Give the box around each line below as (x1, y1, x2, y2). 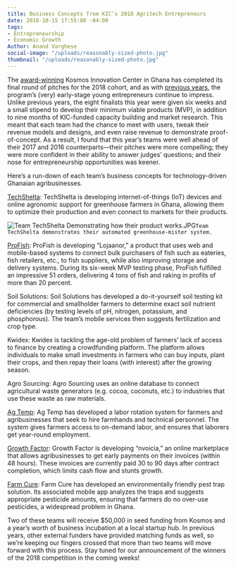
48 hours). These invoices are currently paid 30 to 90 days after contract (7, 458, 220, 467)
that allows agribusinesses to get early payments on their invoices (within (7, 451, 221, 460)
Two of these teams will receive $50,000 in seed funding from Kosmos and (7, 515, 225, 525)
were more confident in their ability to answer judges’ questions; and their (7, 150, 222, 158)
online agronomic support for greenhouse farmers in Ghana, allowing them (7, 200, 224, 208)
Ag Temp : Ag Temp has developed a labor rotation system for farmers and (7, 408, 223, 416)
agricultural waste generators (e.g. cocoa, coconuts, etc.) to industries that (7, 387, 225, 395)
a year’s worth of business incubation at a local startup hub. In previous (7, 523, 215, 532)
